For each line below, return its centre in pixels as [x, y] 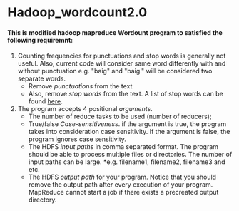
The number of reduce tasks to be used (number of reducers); [120, 117]
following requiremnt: [40, 40]
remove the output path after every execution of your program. [121, 185]
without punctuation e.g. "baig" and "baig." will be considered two [115, 71]
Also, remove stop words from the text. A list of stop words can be [126, 94]
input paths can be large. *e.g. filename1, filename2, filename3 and [127, 162]
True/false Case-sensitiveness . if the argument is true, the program [127, 124]
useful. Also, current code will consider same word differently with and [122, 63]
